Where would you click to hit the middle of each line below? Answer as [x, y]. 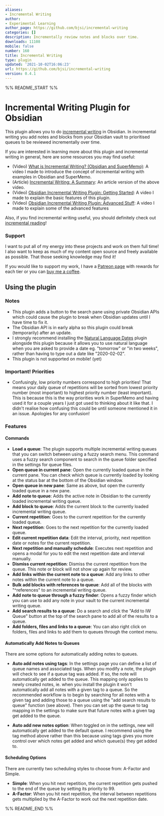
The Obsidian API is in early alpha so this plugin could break [73, 327]
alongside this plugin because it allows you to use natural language [80, 343]
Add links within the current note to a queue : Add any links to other [81, 574]
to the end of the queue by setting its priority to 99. [64, 788]
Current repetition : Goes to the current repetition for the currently [79, 517]
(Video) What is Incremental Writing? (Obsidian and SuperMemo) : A [80, 166]
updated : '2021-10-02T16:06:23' [38, 64]
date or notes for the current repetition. [52, 543]
